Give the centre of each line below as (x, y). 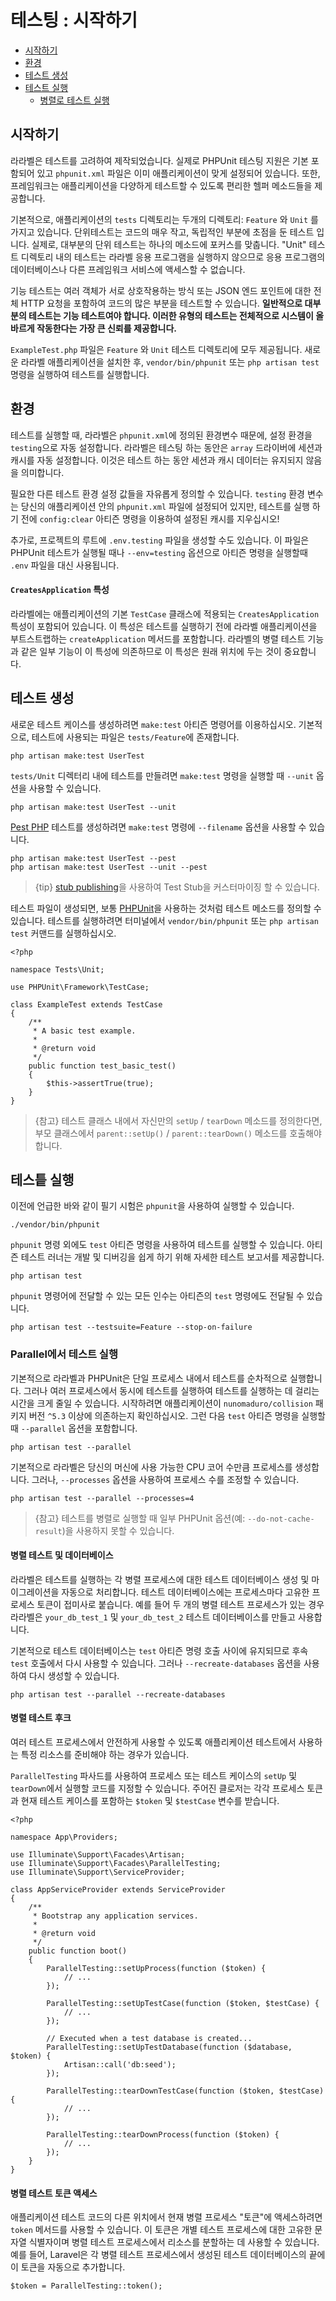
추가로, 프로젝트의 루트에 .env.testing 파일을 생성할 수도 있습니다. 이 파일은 (160, 540)
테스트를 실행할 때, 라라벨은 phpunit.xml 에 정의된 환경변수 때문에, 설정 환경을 (161, 435)
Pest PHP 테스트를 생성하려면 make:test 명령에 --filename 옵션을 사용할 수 (158, 827)
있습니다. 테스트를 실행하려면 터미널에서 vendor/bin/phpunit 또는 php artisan (164, 920)
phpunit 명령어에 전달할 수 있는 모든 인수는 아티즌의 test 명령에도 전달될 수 (157, 1296)
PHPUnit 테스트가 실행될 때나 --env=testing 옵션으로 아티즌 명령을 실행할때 (159, 552)
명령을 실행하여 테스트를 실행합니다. (80, 374)
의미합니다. (42, 472)
